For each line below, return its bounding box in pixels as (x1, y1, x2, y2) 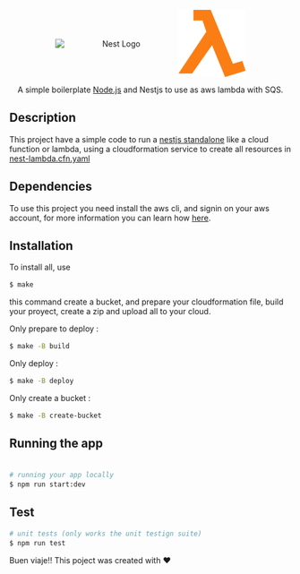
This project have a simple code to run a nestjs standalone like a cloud (9, 133, 269, 144)
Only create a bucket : (9, 393, 91, 404)
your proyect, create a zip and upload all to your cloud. (9, 306, 211, 317)
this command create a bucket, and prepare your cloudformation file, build (9, 296, 284, 307)
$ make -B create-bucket (9, 411, 102, 421)
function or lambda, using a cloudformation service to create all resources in (9, 143, 291, 154)
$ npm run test (9, 539, 66, 548)
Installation (9, 238, 73, 253)
